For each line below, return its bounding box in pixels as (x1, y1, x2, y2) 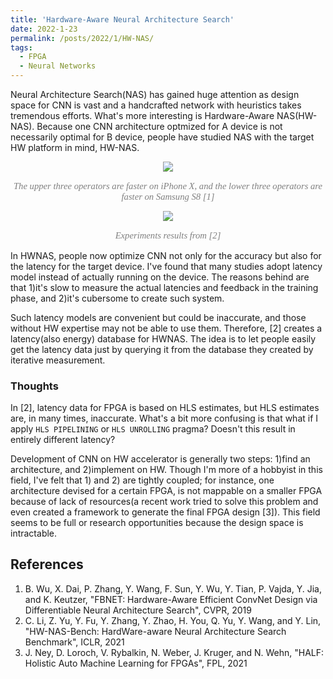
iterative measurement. (10, 354, 106, 366)
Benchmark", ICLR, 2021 (24, 636, 125, 648)
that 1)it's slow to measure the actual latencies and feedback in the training (10, 281, 319, 293)
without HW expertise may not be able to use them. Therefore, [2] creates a (10, 322, 323, 334)
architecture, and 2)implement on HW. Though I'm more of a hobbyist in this (10, 463, 323, 475)
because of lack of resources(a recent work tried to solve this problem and (10, 495, 319, 507)
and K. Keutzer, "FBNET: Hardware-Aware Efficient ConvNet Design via (24, 593, 318, 605)
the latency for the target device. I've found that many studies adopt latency (10, 260, 323, 272)
